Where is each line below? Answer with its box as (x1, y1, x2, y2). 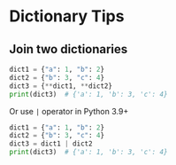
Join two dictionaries (9, 42, 128, 57)
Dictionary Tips (9, 6, 125, 27)
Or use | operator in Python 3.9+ (9, 106, 129, 116)
